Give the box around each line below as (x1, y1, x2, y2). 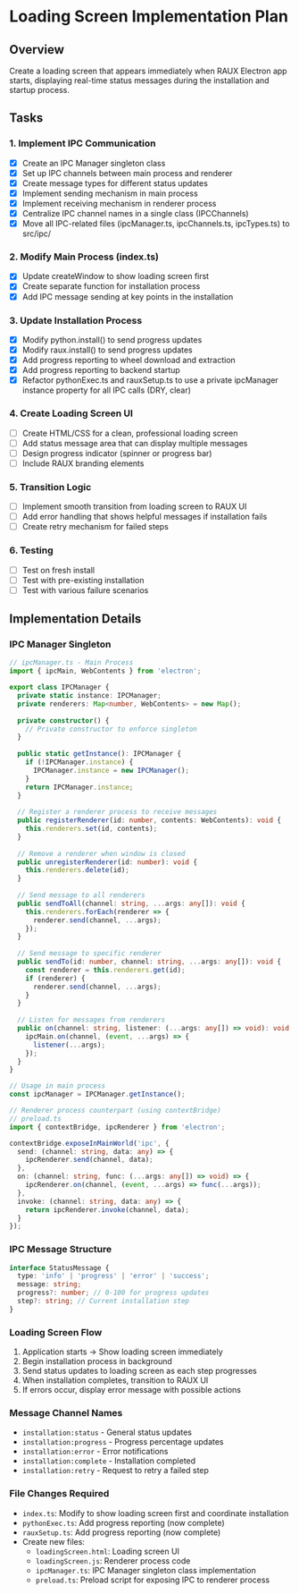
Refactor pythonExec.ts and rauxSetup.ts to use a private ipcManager (21, 375, 278, 386)
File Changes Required (9, 1488, 110, 1500)
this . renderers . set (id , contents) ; (25, 825, 158, 834)
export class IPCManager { (9, 683, 110, 692)
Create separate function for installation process (21, 281, 201, 292)
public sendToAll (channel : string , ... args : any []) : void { (17, 899, 245, 908)
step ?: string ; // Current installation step (17, 1297, 190, 1306)
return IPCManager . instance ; (25, 783, 134, 792)
